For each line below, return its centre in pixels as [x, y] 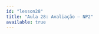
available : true [26, 22]
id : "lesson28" [25, 11]
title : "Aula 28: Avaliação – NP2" [50, 17]
